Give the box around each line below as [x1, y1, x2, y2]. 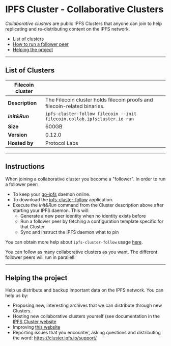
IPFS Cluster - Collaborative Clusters [5, 4, 164, 15]
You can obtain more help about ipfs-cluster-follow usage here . [5, 238, 143, 245]
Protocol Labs [45, 139, 79, 146]
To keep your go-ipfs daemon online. [12, 191, 91, 197]
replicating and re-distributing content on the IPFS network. [5, 25, 130, 32]
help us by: [5, 292, 29, 299]
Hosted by [8, 139, 34, 146]
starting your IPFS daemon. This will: [12, 207, 90, 214]
